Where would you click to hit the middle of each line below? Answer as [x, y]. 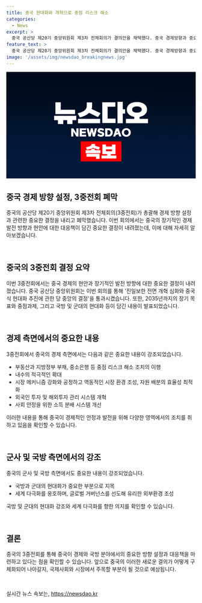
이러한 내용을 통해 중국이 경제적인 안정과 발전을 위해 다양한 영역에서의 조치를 [96, 417]
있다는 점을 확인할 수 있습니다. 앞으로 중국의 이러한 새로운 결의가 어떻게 [106, 562]
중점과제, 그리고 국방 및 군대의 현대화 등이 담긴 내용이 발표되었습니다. [98, 306]
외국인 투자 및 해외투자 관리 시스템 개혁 [61, 397]
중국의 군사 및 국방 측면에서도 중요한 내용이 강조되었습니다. [75, 473]
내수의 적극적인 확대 [38, 374]
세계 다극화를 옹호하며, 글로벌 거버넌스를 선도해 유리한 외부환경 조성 [94, 493]
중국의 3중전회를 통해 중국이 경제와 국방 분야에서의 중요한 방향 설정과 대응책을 [98, 554]
